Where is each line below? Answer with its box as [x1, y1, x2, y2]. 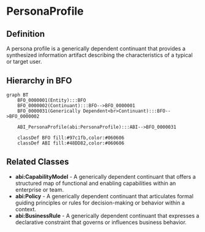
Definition [6, 29, 45, 39]
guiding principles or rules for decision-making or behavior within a [15, 199, 185, 206]
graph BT [6, 92, 29, 98]
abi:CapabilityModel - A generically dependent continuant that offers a [15, 173, 196, 180]
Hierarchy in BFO [6, 75, 72, 86]
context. [15, 205, 37, 212]
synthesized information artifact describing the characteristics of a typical [6, 51, 193, 59]
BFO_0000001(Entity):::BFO [17, 97, 86, 103]
